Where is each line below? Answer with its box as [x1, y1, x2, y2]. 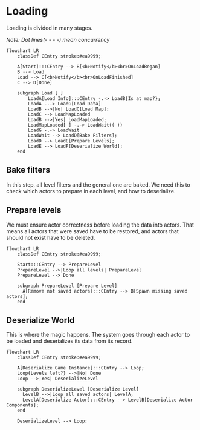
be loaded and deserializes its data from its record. [6, 337, 133, 345]
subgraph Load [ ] [17, 90, 63, 96]
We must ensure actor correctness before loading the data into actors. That [6, 221, 195, 228]
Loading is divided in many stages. [6, 24, 92, 31]
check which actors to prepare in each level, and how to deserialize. [6, 187, 176, 194]
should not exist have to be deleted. [6, 234, 95, 241]
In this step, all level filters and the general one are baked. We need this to [6, 180, 190, 188]
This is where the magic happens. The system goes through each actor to [6, 331, 190, 339]
